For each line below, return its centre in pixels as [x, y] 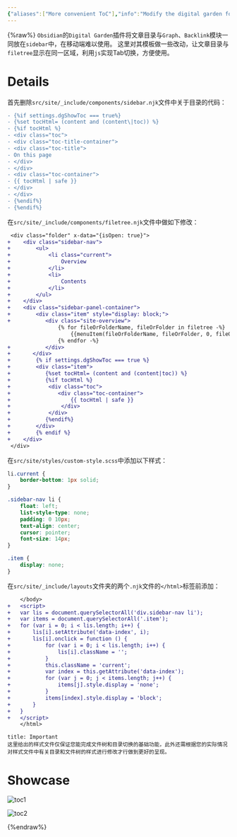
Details [28, 81]
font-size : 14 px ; [45, 539]
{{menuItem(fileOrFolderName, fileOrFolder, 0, [141, 334]
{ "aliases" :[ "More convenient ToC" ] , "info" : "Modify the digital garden [115, 14]
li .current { [26, 474]
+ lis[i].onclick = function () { [68, 639]
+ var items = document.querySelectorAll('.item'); [88, 619]
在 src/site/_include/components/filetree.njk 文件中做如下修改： [103, 222]
